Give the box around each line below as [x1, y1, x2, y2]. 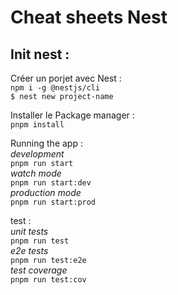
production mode [10, 187, 82, 198]
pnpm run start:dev [10, 178, 92, 188]
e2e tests [10, 245, 49, 256]
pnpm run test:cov [10, 275, 87, 285]
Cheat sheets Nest [10, 6, 168, 29]
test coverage [10, 264, 68, 276]
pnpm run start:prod [10, 197, 97, 207]
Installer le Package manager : [10, 109, 135, 121]
